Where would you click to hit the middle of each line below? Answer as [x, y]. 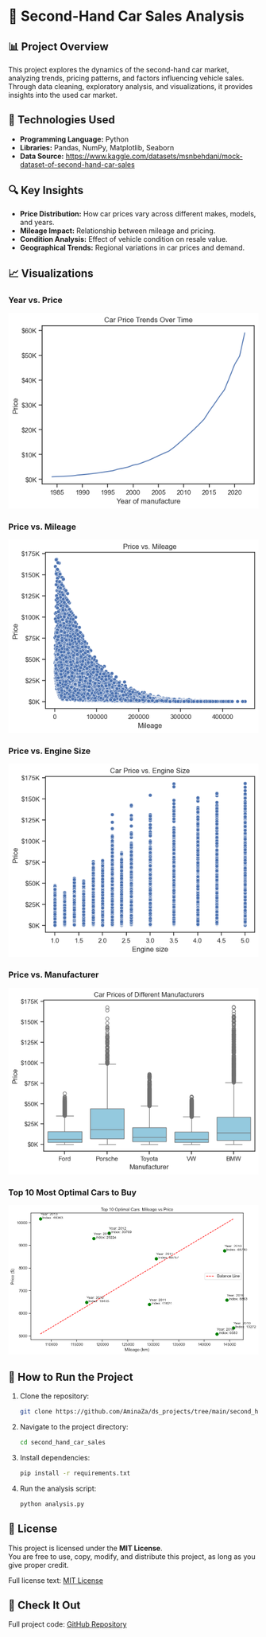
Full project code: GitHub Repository [67, 1624]
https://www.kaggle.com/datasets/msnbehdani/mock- [154, 156]
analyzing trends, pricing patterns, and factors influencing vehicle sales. [126, 78]
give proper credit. [39, 1565]
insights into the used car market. [63, 95]
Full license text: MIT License [56, 1580]
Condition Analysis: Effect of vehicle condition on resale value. [123, 239]
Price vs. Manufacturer [54, 975]
